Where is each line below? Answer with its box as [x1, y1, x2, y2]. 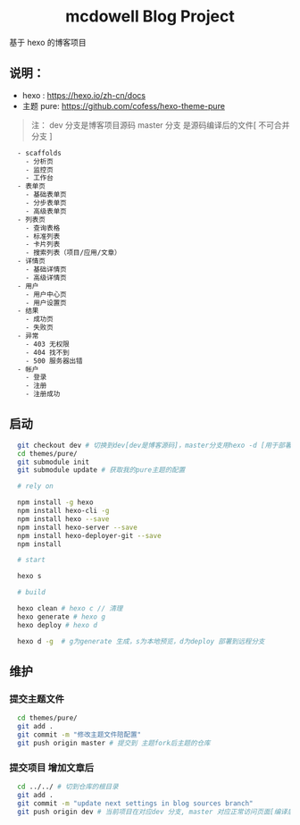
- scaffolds [17, 148, 62, 157]
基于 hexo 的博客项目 [9, 37, 87, 47]
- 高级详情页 [25, 273, 67, 282]
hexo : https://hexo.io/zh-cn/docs [21, 89, 146, 100]
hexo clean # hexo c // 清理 [17, 604, 123, 613]
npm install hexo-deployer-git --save [17, 531, 162, 540]
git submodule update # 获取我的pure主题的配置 [17, 466, 186, 475]
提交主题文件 [9, 693, 65, 705]
